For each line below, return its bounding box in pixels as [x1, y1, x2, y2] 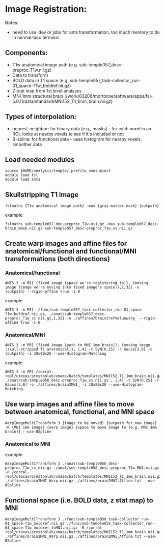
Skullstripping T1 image [5, 190, 79, 199]
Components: [5, 49, 48, 57]
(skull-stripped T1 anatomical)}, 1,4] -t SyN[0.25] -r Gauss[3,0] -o [5, 347, 153, 352]
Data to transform [12, 72, 48, 78]
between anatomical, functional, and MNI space [5, 407, 155, 416]
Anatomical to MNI [5, 440, 51, 447]
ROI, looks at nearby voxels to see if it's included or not [12, 131, 124, 137]
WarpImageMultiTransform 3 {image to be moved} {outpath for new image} [5, 420, 157, 426]
